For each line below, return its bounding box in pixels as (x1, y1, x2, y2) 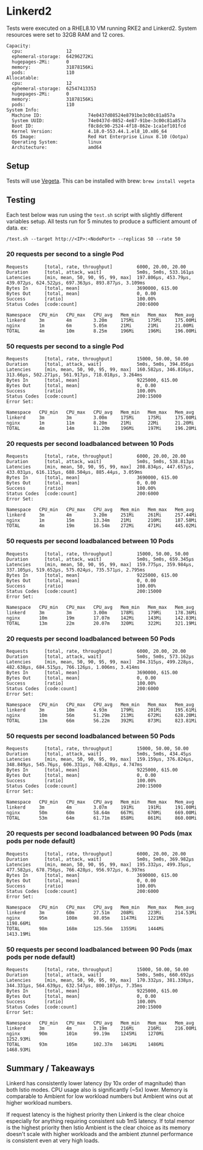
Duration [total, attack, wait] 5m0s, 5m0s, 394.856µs (6, 362, 194, 368)
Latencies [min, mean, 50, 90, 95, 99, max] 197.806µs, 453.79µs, (6, 274, 191, 280)
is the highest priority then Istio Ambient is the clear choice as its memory (6, 1124, 191, 1131)
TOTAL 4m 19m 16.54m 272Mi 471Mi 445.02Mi (6, 523, 198, 529)
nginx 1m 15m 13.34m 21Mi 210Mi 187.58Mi (6, 517, 198, 523)
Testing (6, 195, 36, 205)
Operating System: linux (12, 139, 102, 145)
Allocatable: (6, 75, 40, 81)
